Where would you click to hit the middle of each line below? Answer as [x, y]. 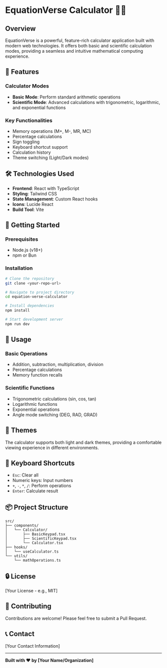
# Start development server [34, 320]
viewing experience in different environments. [52, 448]
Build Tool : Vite [28, 209]
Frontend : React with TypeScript [46, 188]
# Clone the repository [30, 279]
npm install [17, 310]
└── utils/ [16, 556]
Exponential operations [36, 409]
